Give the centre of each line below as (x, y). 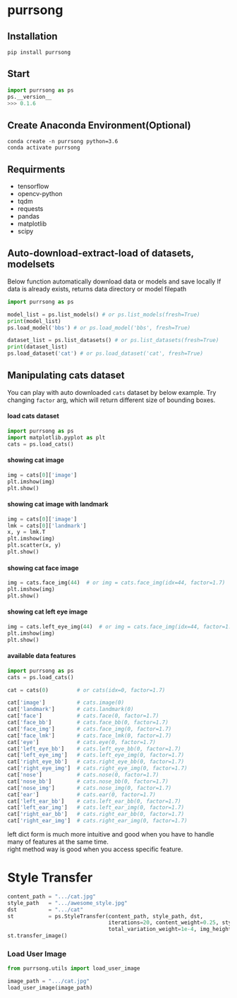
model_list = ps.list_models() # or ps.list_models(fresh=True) (104, 315)
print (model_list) (34, 321)
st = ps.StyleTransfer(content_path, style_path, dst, (105, 916)
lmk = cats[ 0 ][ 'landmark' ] (47, 525)
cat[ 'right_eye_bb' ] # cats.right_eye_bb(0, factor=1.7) (96, 762)
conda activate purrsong (44, 148)
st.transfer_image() (38, 936)
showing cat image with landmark (58, 504)
